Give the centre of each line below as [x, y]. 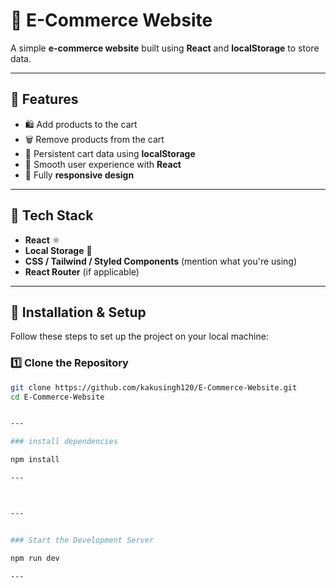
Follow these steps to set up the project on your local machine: [139, 336]
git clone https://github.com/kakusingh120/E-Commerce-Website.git [154, 387]
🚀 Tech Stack [52, 215]
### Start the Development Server [82, 540]
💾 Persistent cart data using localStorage [110, 153]
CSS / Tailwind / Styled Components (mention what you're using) [161, 261]
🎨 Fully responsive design [79, 175]
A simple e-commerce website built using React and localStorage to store [165, 48]
